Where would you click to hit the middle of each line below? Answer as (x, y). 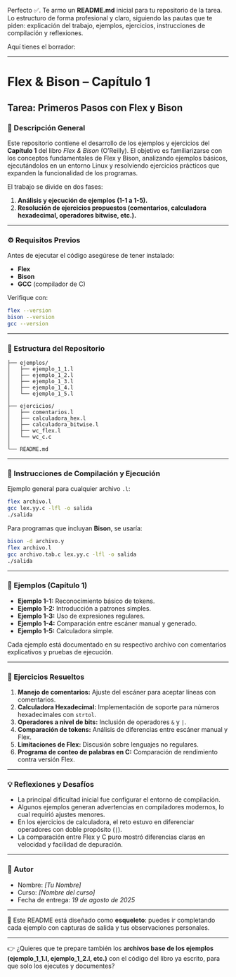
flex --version (29, 311)
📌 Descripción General (46, 127)
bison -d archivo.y (36, 542)
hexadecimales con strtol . (57, 715)
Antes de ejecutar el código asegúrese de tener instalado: (91, 256)
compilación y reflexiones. (45, 33)
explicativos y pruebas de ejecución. (60, 652)
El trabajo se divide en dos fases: (55, 187)
